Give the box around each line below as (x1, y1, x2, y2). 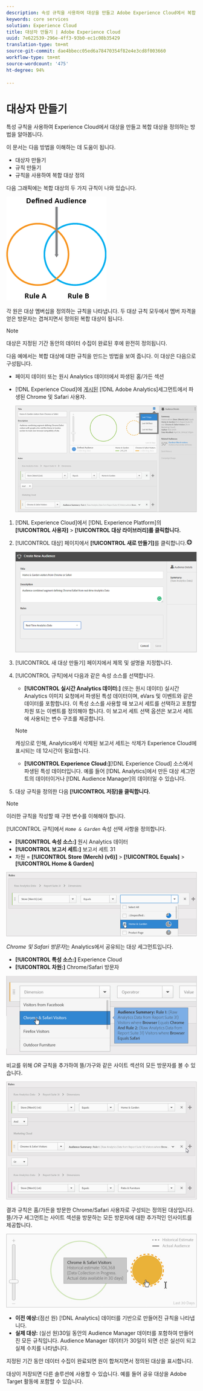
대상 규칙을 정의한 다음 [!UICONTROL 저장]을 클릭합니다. (14, 788, 151, 795)
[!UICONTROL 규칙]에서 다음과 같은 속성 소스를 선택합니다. (14, 672, 155, 679)
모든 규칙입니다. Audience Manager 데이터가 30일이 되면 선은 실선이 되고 (21, 1337, 196, 1344)
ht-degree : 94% (6, 67, 45, 73)
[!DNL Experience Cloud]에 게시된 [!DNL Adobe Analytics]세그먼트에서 (14, 386, 187, 393)
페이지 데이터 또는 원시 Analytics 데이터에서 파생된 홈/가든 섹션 (14, 373, 164, 380)
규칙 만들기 (14, 164, 42, 172)
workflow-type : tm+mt (6, 54, 61, 60)
